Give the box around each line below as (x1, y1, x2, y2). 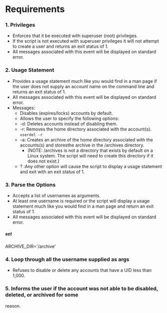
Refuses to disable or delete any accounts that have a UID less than (12, 267, 152, 273)
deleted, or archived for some (5, 291, 78, 298)
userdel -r (19, 132, 43, 137)
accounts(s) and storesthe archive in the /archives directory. (19, 142, 144, 148)
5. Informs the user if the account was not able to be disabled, (5, 285, 158, 292)
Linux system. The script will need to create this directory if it (27, 152, 153, 159)
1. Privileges (5, 22, 35, 29)
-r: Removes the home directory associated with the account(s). (19, 126, 152, 132)
